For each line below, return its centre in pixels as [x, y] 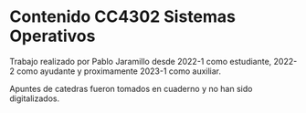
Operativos [53, 36]
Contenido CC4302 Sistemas [122, 17]
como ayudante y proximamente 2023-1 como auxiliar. [119, 71]
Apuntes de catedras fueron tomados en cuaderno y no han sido [131, 88]
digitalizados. [35, 98]
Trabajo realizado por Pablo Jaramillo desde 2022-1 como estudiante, [141, 61]
